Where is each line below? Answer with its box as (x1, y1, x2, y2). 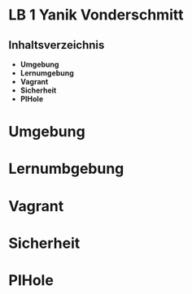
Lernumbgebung (8, 160, 124, 178)
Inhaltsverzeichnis (8, 38, 105, 52)
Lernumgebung (20, 68, 75, 78)
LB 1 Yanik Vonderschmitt (8, 6, 184, 24)
